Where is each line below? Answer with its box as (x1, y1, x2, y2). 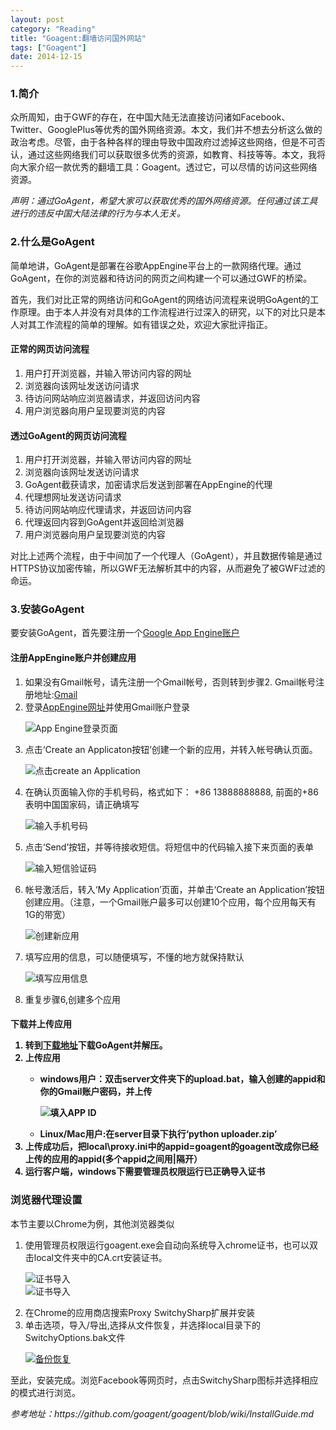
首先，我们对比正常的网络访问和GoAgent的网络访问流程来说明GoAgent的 (10, 293, 311, 305)
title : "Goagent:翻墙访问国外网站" (10, 33, 147, 43)
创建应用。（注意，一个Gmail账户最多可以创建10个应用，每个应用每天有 (24, 896, 317, 908)
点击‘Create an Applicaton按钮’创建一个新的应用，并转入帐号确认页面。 (24, 743, 318, 755)
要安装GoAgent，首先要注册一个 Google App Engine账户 (10, 627, 240, 639)
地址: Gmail (33, 688, 78, 700)
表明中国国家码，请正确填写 (24, 798, 140, 810)
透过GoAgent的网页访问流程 (10, 429, 127, 441)
